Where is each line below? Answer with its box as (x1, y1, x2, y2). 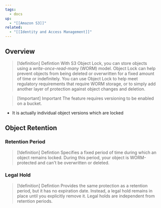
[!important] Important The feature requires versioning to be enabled (16, 95, 154, 101)
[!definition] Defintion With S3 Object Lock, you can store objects (16, 60, 147, 66)
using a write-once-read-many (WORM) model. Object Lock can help (16, 65, 156, 71)
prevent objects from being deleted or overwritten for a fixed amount (16, 71, 155, 76)
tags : (5, 7, 16, 12)
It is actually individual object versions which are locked (12, 110, 124, 116)
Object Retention (5, 124, 57, 132)
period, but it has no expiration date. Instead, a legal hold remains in (16, 188, 153, 193)
